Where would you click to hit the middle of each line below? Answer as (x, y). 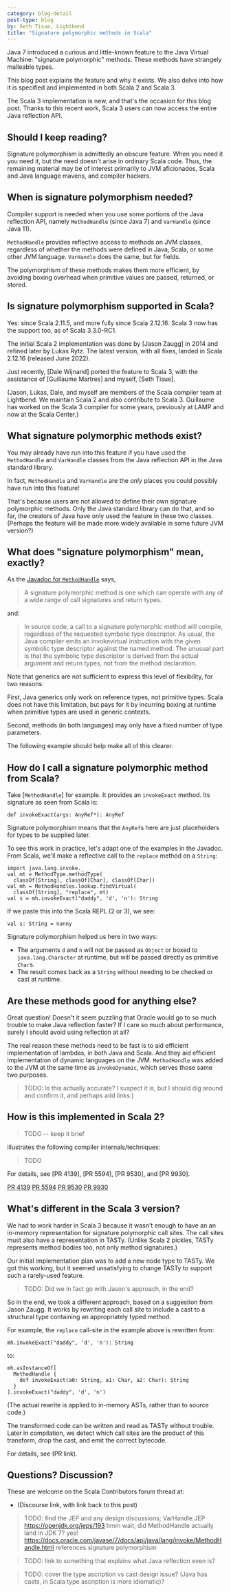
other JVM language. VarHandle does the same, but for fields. (94, 256)
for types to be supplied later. (49, 835)
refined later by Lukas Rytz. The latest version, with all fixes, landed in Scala (115, 351)
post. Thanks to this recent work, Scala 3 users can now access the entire (112, 108)
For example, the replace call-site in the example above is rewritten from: (111, 1330)
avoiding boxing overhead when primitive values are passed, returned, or (111, 277)
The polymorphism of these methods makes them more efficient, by (103, 270)
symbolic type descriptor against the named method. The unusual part (124, 649)
